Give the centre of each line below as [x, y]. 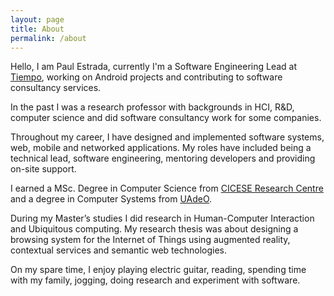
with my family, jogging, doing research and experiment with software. [155, 280]
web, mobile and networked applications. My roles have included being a [161, 148]
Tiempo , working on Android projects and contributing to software [146, 77]
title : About [37, 29]
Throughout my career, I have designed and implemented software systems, [167, 137]
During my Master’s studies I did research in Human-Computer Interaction [162, 218]
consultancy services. [56, 88]
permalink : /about [48, 38]
